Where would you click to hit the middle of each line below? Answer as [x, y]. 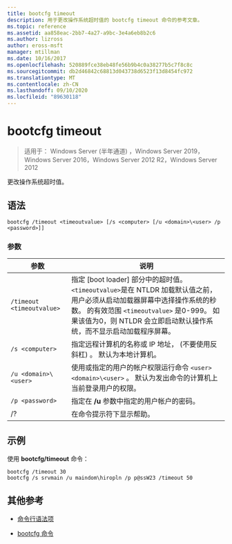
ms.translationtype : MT [41, 78]
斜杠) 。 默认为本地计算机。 [116, 355]
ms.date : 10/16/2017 [37, 59]
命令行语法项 [35, 518]
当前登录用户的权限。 [106, 389]
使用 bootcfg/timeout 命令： [48, 458]
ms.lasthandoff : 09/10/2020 [48, 90]
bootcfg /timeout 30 [37, 472]
